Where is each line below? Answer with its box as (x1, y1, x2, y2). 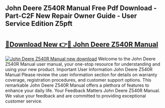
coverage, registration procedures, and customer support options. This (5, 77, 151, 83)
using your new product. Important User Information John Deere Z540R (5, 67, 153, 72)
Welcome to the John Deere (97, 56, 156, 62)
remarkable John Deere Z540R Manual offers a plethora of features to (5, 82, 149, 88)
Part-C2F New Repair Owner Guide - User (5, 12, 137, 20)
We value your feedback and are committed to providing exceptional (5, 93, 146, 99)
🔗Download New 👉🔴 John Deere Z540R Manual (5, 40, 158, 49)
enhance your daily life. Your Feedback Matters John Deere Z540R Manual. (5, 88, 160, 94)
